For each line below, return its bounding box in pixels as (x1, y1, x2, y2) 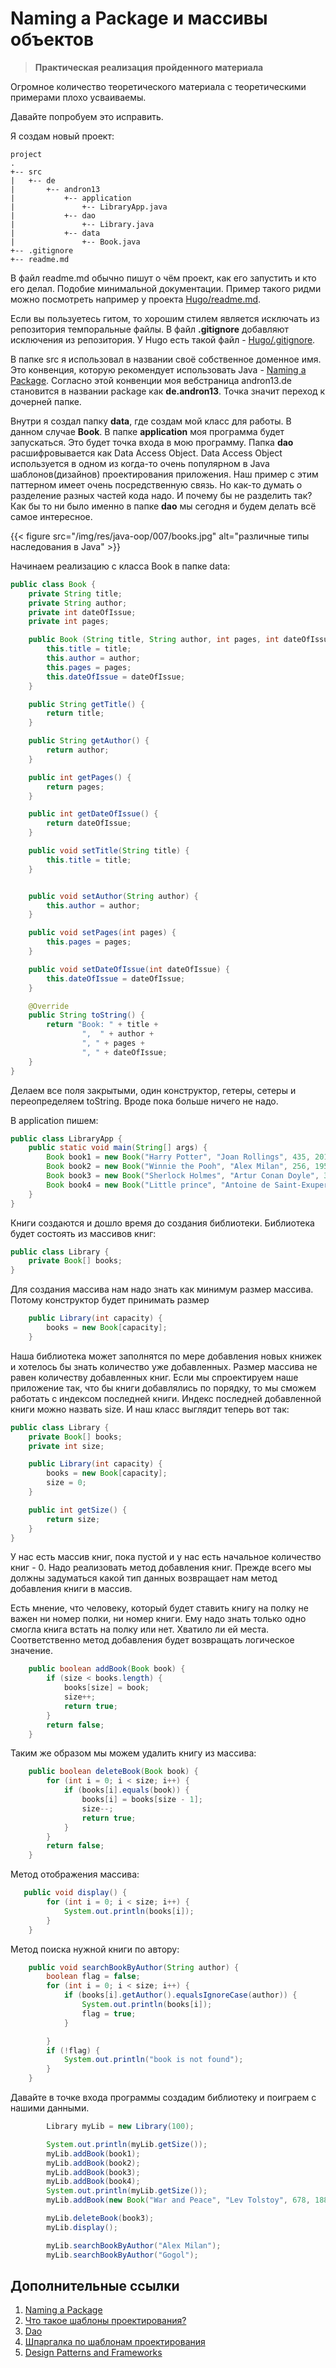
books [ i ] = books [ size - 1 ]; (81, 1795, 203, 1805)
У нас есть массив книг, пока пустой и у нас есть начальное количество (10, 1551, 322, 1563)
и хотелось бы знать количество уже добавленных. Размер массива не (10, 1360, 318, 1372)
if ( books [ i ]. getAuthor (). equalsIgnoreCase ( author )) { (63, 1990, 298, 2001)
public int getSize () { (28, 1505, 128, 1515)
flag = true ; (81, 2008, 137, 2019)
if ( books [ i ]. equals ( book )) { (63, 1785, 190, 1796)
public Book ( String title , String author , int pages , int (28, 635, 280, 645)
